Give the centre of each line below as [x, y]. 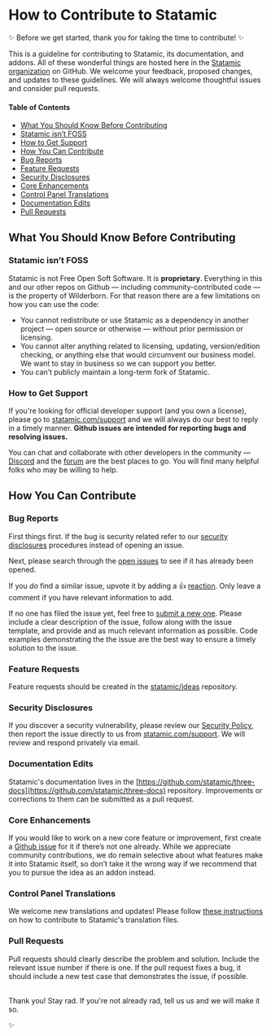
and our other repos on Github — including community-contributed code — [135, 287]
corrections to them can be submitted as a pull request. [101, 799]
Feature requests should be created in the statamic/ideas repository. [123, 687]
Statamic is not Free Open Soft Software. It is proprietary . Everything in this [135, 278]
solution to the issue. [44, 647]
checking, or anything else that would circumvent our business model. [138, 354]
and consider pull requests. [54, 88]
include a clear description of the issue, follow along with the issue [120, 621]
